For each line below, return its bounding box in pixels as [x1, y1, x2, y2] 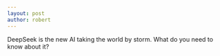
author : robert [7, 16, 51, 23]
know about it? [7, 42, 50, 51]
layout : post [7, 10, 45, 17]
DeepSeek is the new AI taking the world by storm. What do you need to [7, 35, 214, 43]
